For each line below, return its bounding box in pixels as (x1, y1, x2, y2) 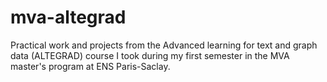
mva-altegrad (10, 6, 127, 29)
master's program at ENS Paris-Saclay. (10, 60, 171, 72)
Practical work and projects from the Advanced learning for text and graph (10, 39, 318, 51)
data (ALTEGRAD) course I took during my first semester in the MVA (10, 49, 290, 61)
